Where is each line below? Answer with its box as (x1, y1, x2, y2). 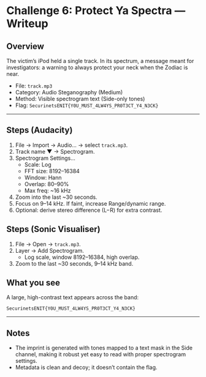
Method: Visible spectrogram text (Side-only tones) (15, 95, 145, 102)
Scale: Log (24, 160, 51, 168)
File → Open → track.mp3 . (15, 240, 81, 248)
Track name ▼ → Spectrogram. (15, 147, 95, 155)
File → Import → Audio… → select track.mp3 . (15, 141, 128, 149)
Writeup (6, 17, 48, 31)
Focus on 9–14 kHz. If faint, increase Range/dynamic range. (15, 200, 166, 207)
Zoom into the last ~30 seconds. (15, 193, 97, 201)
